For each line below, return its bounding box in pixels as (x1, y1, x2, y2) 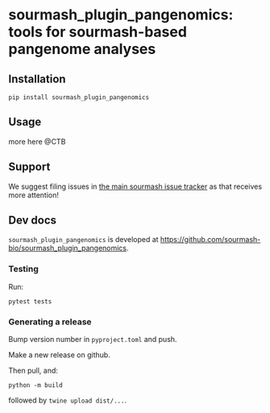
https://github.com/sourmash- (160, 235, 261, 244)
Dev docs (8, 214, 57, 227)
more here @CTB (8, 136, 66, 146)
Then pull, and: (8, 365, 59, 376)
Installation (8, 72, 66, 86)
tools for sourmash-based (8, 23, 188, 41)
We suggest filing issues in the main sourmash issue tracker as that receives (8, 181, 263, 191)
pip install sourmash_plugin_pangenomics (8, 94, 150, 102)
